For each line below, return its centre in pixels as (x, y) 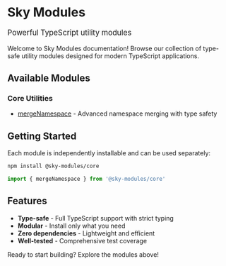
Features (27, 201)
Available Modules (49, 78)
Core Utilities (30, 99)
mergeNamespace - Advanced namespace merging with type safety (117, 113)
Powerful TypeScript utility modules (70, 33)
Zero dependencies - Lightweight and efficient (86, 233)
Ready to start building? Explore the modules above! (83, 254)
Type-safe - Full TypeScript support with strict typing (96, 218)
